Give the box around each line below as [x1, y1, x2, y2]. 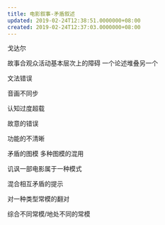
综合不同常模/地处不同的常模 [7, 210, 91, 219]
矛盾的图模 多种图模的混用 [7, 150, 84, 158]
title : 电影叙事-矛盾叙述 [7, 10, 76, 18]
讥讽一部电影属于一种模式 [7, 165, 82, 173]
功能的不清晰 [7, 134, 45, 143]
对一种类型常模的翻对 [7, 194, 69, 203]
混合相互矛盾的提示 [7, 180, 64, 188]
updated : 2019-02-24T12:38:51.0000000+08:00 [7, 17, 141, 24]
